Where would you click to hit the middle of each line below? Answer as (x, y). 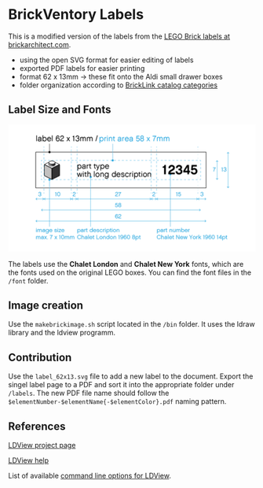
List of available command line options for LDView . (89, 476)
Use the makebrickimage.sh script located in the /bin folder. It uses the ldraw (131, 324)
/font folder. (28, 280)
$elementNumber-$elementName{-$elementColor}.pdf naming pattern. (117, 401)
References (37, 426)
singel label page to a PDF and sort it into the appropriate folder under (121, 385)
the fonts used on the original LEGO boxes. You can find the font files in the (130, 272)
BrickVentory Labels (76, 15)
